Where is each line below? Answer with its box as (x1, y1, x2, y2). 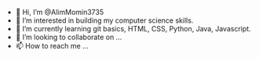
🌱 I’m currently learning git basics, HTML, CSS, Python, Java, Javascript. (15, 24, 251, 33)
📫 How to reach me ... (15, 42, 89, 50)
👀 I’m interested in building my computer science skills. (15, 16, 194, 25)
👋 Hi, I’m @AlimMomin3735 (15, 8, 104, 16)
